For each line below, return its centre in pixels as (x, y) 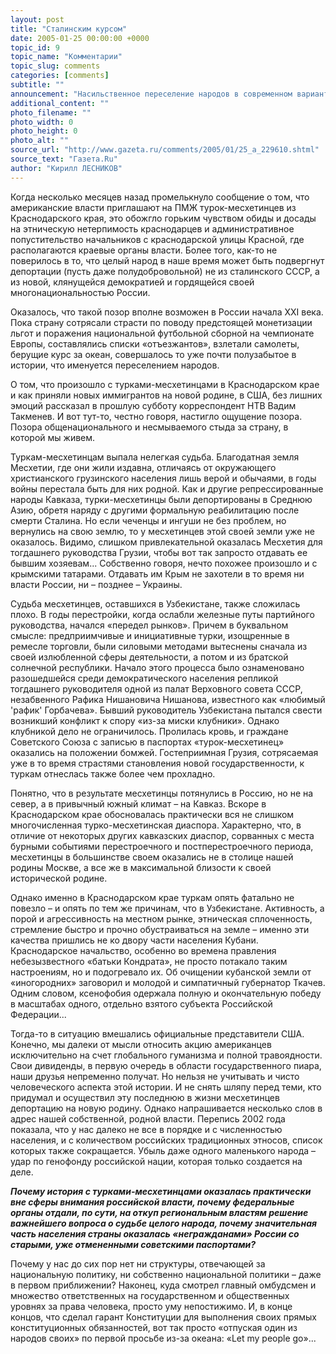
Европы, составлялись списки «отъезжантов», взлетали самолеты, (155, 343)
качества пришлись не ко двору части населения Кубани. (134, 940)
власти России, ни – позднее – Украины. (96, 584)
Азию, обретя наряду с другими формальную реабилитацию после (155, 510)
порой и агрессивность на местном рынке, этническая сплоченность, (161, 918)
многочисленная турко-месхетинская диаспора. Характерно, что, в (156, 825)
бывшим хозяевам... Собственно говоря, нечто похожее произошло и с (164, 563)
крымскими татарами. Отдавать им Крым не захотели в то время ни (157, 573)
